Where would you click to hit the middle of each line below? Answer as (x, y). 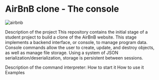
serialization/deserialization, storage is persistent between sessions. (74, 58)
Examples (15, 72)
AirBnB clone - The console (62, 9)
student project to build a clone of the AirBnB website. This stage (71, 37)
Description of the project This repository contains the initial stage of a (77, 32)
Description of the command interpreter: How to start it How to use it (74, 67)
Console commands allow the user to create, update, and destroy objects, (80, 47)
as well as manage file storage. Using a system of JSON (62, 53)
